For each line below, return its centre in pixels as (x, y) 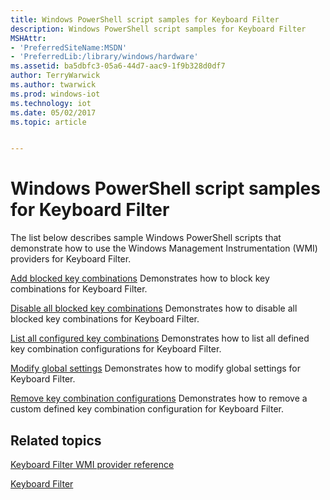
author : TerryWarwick (55, 76)
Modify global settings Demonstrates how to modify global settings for (155, 368)
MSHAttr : (28, 38)
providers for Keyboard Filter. (71, 259)
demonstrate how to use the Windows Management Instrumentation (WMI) (164, 248)
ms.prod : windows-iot (55, 94)
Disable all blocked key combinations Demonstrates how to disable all (154, 308)
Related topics (56, 440)
